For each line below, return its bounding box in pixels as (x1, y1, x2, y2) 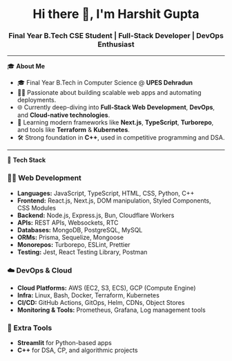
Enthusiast (97, 39, 135, 49)
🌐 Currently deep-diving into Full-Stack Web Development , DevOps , (17, 103, 215, 111)
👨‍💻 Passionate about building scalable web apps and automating (17, 89, 202, 97)
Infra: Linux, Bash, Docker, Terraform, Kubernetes (17, 291, 160, 299)
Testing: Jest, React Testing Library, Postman (17, 248, 148, 256)
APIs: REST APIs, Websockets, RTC (17, 218, 119, 227)
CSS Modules (17, 203, 57, 212)
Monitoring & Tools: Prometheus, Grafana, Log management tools (17, 306, 206, 314)
